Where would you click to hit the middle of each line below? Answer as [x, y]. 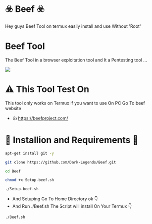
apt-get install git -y [30, 153]
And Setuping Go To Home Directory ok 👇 [55, 199]
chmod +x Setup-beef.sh [30, 180]
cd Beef [13, 171]
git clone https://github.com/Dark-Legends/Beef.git [61, 162]
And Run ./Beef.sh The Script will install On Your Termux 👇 [72, 206]
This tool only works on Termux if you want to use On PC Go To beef [75, 103]
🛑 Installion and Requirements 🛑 [72, 140]
